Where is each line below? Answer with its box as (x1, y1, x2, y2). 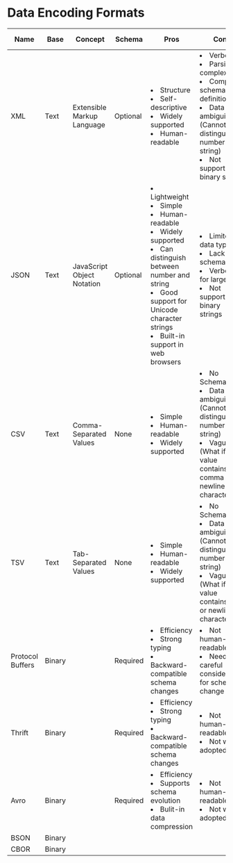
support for (150, 296, 187, 306)
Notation (72, 279, 101, 288)
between (150, 261, 180, 271)
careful (200, 660, 223, 670)
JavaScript (72, 261, 108, 271)
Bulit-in (159, 804, 185, 814)
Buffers (10, 660, 35, 670)
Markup (72, 111, 98, 121)
